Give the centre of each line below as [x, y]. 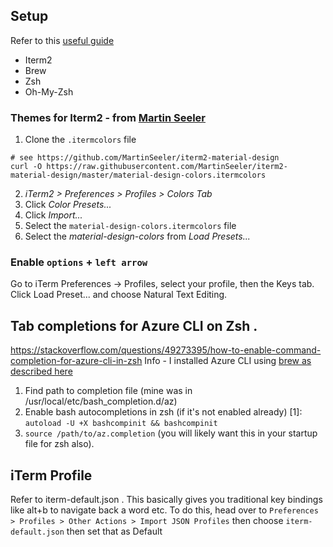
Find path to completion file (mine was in [108, 391]
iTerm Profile [51, 475]
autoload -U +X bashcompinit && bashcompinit [121, 424]
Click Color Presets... [68, 205]
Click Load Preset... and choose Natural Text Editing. [119, 295]
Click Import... [53, 215]
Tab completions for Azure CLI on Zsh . [134, 325]
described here [41, 371]
